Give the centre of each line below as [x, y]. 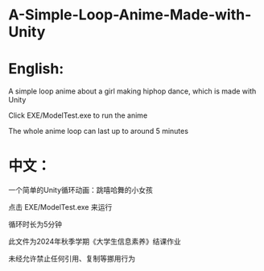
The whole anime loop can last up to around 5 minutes [99, 131]
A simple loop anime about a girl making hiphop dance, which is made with [132, 91]
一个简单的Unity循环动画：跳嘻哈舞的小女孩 [80, 190]
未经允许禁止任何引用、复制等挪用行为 [72, 259]
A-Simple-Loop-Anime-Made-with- [130, 15]
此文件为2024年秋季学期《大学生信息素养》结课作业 [95, 242]
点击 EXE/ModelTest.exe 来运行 [60, 207]
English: [36, 69]
